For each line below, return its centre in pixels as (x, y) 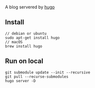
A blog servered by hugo (30, 7)
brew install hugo (24, 46)
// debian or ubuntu (26, 34)
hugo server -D (20, 81)
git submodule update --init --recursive (48, 72)
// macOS (14, 42)
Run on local (24, 61)
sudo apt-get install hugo (32, 38)
